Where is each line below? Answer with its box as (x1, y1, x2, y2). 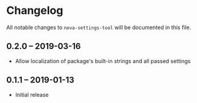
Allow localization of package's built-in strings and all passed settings (15, 57, 191, 64)
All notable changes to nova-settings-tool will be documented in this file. (6, 24, 192, 31)
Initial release (15, 91, 49, 98)
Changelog (6, 4, 63, 18)
